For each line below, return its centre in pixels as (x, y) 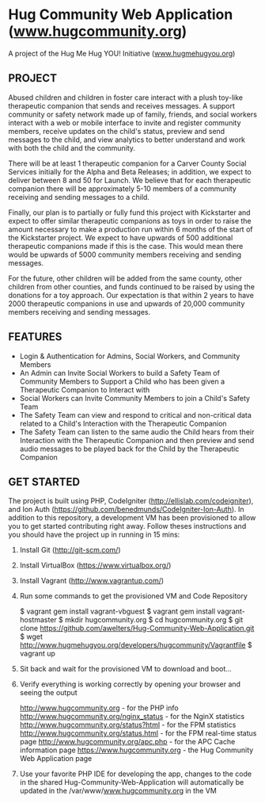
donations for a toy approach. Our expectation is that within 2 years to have (131, 295)
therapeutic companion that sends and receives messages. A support (122, 105)
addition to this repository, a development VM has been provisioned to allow (132, 518)
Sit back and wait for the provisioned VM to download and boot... (125, 669)
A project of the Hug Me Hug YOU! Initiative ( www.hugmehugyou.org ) (122, 53)
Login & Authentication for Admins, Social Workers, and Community (130, 356)
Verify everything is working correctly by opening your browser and (130, 684)
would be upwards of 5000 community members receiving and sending (125, 254)
